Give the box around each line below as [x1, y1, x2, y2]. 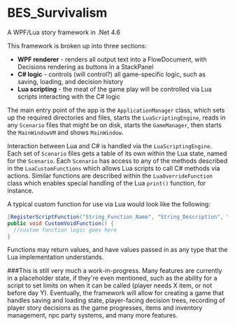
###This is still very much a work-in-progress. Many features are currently [7, 267, 222, 275]
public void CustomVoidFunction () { [7, 220, 114, 227]
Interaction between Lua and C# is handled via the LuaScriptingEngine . [7, 141, 212, 150]
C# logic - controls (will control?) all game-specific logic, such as [17, 70, 206, 78]
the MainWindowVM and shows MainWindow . [7, 128, 124, 136]
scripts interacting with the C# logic [17, 92, 120, 101]
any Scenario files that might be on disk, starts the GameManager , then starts [7, 120, 222, 129]
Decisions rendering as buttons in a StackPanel [17, 62, 154, 71]
